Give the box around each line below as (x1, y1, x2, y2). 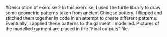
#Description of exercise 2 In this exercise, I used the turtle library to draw (5, 5, 161, 10)
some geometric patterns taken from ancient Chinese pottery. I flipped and (5, 10, 162, 16)
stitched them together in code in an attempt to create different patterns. (5, 15, 158, 21)
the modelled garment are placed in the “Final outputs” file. (5, 26, 129, 32)
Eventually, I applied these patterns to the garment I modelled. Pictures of (5, 20, 159, 26)
